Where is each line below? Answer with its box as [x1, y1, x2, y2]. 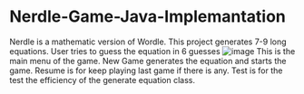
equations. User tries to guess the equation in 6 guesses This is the [9, 45, 296, 56]
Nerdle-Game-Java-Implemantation [9, 6, 286, 27]
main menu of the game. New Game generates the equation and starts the [9, 55, 287, 66]
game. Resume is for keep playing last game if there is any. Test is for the [9, 65, 283, 76]
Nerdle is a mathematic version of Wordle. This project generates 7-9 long [9, 36, 288, 47]
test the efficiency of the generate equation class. [9, 74, 196, 85]
